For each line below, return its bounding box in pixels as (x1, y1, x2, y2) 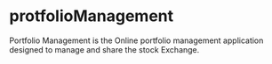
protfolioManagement (9, 6, 174, 26)
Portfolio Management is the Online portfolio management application (9, 35, 264, 46)
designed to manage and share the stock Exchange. (9, 44, 200, 54)
